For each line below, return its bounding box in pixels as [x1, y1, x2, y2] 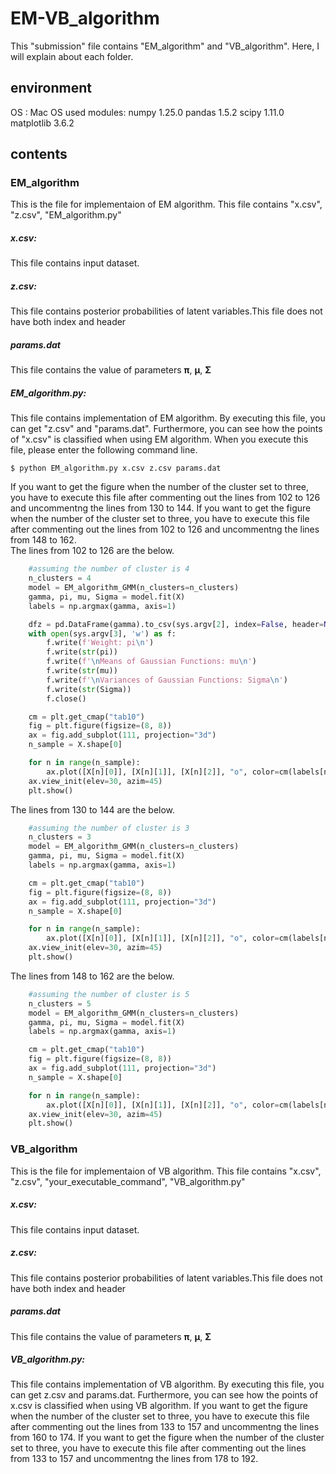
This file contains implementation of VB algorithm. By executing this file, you [10, 1378, 325, 1391]
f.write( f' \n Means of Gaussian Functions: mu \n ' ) [46, 657, 257, 667]
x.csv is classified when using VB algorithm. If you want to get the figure [10, 1400, 308, 1412]
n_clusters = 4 [28, 573, 92, 584]
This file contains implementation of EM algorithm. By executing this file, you [10, 412, 326, 424]
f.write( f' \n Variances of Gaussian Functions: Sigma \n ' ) [46, 675, 288, 685]
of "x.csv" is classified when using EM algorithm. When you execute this [10, 433, 309, 446]
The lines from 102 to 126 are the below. [10, 545, 175, 557]
